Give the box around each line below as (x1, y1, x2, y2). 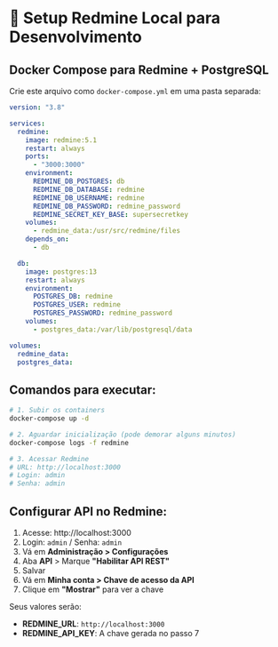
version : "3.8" (9, 103, 66, 112)
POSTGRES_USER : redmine (32, 300, 122, 309)
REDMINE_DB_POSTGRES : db (32, 177, 125, 186)
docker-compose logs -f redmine (9, 438, 129, 447)
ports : (25, 152, 50, 161)
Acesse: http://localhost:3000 (21, 528, 131, 538)
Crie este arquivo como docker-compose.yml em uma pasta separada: (9, 86, 261, 96)
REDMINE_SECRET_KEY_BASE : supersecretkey (32, 210, 189, 219)
